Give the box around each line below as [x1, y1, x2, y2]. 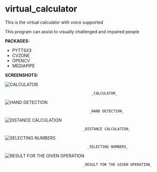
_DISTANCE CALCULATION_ [83, 127, 131, 131]
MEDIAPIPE [12, 63, 35, 69]
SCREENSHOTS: [5, 72, 39, 78]
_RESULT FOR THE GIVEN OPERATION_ [83, 162, 152, 167]
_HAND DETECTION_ [89, 109, 124, 114]
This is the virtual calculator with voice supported [5, 19, 103, 25]
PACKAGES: [5, 38, 30, 44]
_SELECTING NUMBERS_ [87, 144, 129, 149]
